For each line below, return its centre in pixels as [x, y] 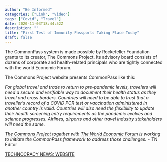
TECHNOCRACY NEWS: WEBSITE [40, 154]
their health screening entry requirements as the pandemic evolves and [79, 113]
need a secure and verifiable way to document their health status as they [81, 92]
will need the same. [25, 124]
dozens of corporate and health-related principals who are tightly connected [84, 62]
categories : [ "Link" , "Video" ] [38, 14]
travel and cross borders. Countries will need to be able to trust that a [77, 97]
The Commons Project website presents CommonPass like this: [70, 77]
